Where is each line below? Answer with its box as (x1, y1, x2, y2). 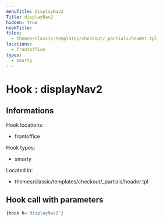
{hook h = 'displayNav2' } (6, 210, 64, 216)
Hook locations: (6, 121, 44, 129)
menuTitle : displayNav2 (6, 8, 64, 15)
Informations (6, 106, 54, 116)
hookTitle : (6, 25, 33, 31)
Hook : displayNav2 (6, 82, 103, 96)
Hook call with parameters (6, 195, 104, 204)
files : (6, 30, 22, 36)
